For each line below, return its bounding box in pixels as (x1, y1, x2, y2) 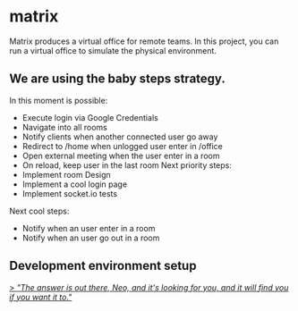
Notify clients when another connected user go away (21, 131, 218, 142)
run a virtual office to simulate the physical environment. (9, 45, 217, 55)
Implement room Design (21, 169, 112, 180)
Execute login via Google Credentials (21, 112, 158, 122)
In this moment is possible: (9, 95, 108, 105)
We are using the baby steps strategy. (9, 71, 226, 87)
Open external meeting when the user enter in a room (21, 150, 220, 161)
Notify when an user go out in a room (21, 232, 160, 243)
